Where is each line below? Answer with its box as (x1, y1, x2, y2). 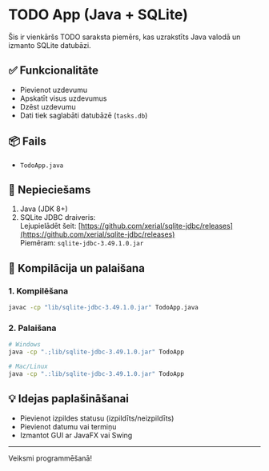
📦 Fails (8, 134, 46, 149)
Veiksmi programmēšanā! (8, 453, 92, 463)
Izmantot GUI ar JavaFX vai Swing (19, 430, 133, 440)
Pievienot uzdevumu (19, 85, 88, 94)
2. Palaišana (8, 322, 57, 333)
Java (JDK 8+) (19, 204, 68, 214)
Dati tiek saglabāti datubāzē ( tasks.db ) (19, 110, 148, 120)
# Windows (8, 341, 42, 349)
